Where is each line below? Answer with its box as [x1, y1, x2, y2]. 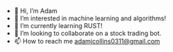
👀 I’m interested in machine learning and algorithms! [13, 14, 167, 22]
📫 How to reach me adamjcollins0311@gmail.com [13, 37, 161, 45]
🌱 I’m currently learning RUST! [13, 22, 103, 30]
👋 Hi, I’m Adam [13, 7, 58, 15]
